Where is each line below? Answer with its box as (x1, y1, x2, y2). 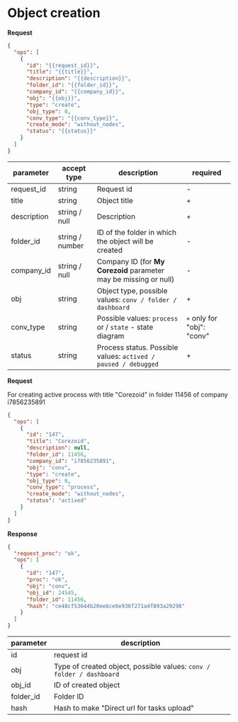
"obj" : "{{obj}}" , (25, 94, 81, 102)
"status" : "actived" (25, 497, 87, 504)
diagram (96, 331, 125, 340)
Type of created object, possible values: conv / (54, 662, 211, 672)
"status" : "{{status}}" (25, 127, 97, 135)
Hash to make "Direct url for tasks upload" (54, 703, 195, 713)
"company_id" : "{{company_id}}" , (25, 88, 125, 96)
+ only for (186, 313, 218, 323)
